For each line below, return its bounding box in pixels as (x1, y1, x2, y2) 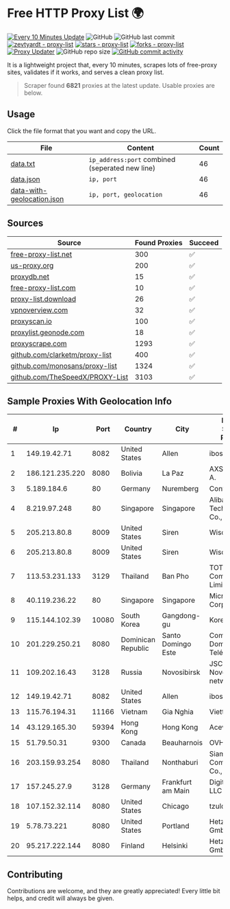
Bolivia (120, 468, 142, 478)
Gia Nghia (162, 707, 194, 717)
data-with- (10, 185, 48, 195)
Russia (120, 667, 142, 677)
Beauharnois (162, 738, 203, 748)
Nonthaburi (162, 758, 199, 768)
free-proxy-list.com (10, 283, 77, 292)
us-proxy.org (10, 260, 54, 270)
